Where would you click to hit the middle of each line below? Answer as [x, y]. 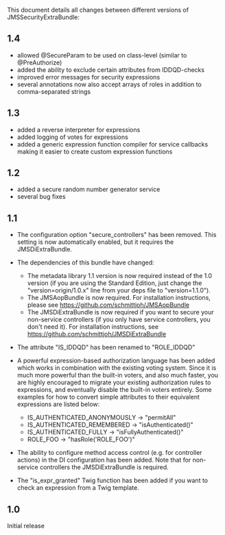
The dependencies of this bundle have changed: [85, 262]
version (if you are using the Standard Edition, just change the [115, 283]
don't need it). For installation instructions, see [93, 327]
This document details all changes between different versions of [98, 10]
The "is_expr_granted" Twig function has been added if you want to [112, 481]
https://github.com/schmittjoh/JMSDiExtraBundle [97, 334]
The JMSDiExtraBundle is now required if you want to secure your [120, 312]
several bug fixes [42, 197]
